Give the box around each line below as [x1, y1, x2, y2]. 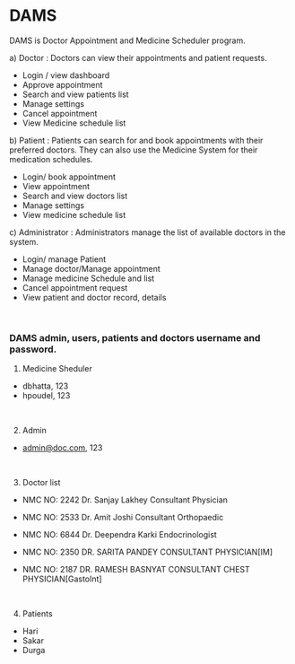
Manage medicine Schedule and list [22, 273, 155, 284]
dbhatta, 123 [22, 380, 69, 391]
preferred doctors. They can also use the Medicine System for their [9, 144, 258, 155]
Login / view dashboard [22, 69, 110, 81]
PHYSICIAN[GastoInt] [22, 573, 102, 584]
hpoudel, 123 [22, 390, 71, 401]
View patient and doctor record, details [22, 292, 167, 302]
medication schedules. [9, 153, 93, 164]
